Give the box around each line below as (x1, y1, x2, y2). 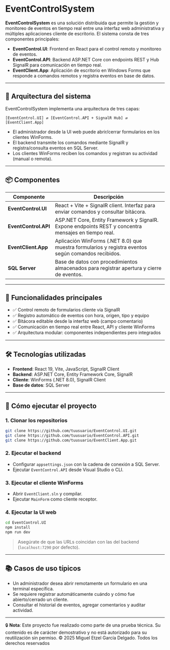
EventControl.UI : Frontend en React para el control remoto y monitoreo (12, 46, 162, 52)
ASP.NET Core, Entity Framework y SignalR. (55, 216, 159, 223)
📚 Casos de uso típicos (5, 564, 81, 573)
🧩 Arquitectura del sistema (5, 92, 91, 101)
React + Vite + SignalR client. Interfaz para (55, 202, 155, 209)
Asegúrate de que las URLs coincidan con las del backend (17, 539, 139, 545)
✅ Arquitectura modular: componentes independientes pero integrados (12, 330, 161, 336)
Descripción (93, 193, 124, 200)
